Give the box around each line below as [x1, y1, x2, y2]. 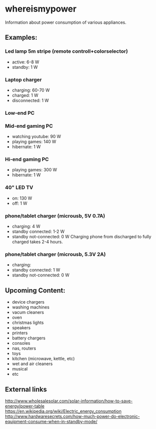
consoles [12, 340, 30, 346]
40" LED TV [5, 184, 34, 191]
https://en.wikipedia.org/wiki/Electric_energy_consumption [5, 408, 122, 414]
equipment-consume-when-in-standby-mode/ [5, 418, 98, 424]
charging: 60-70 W [12, 87, 50, 93]
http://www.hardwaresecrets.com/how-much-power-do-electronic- [5, 413, 140, 419]
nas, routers [12, 345, 36, 352]
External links [5, 385, 47, 393]
